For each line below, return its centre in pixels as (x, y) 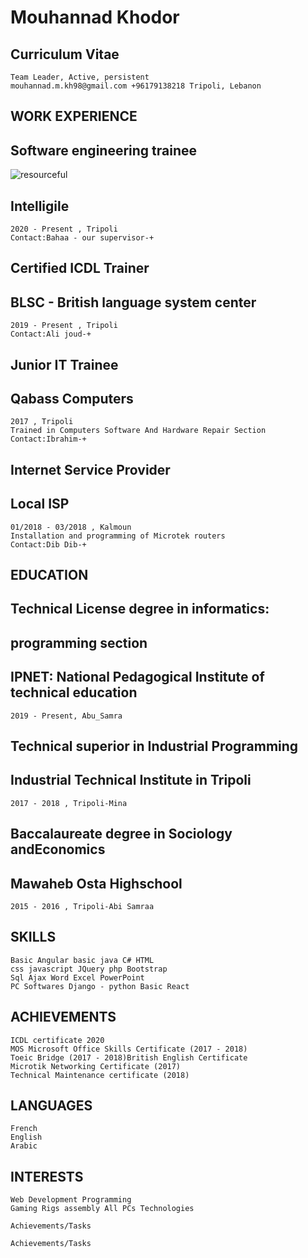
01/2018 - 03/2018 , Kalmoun (71, 527)
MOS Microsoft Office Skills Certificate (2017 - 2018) (129, 1049)
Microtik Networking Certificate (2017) (96, 1066)
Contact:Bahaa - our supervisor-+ (82, 238)
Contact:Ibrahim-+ (48, 439)
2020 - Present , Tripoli (64, 229)
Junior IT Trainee (64, 364)
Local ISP (40, 504)
